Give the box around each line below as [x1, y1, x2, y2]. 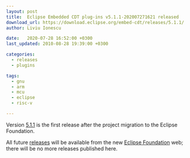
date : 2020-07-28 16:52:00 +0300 [6, 36, 93, 42]
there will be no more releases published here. [6, 145, 118, 152]
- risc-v [11, 100, 33, 106]
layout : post [6, 8, 38, 15]
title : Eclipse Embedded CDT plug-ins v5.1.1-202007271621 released [6, 14, 179, 20]
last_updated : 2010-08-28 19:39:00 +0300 [6, 41, 109, 47]
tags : [6, 73, 19, 79]
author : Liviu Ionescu [6, 25, 61, 31]
